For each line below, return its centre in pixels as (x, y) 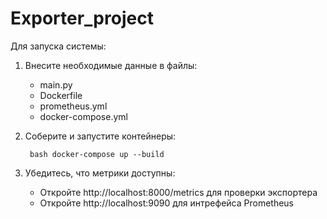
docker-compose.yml (83, 116)
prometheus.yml (73, 106)
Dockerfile (61, 95)
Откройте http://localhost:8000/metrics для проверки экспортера (178, 192)
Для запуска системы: (58, 46)
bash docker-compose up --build (97, 154)
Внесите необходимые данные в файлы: (111, 65)
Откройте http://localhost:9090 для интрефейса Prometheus (167, 203)
